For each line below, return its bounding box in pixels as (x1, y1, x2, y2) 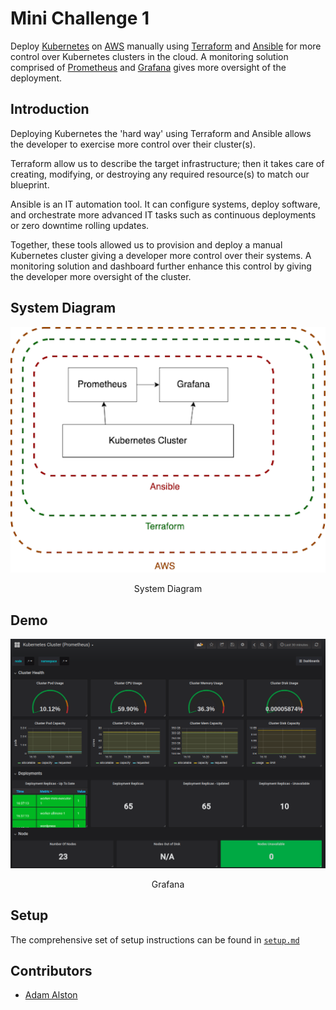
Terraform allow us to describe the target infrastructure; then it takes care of (10, 157, 325, 169)
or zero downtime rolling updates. (10, 219, 150, 231)
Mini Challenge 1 (10, 7, 150, 30)
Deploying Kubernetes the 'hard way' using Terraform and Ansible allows (10, 127, 312, 139)
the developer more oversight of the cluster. (10, 270, 192, 282)
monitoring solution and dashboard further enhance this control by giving (10, 260, 312, 272)
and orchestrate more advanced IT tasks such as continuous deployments (10, 208, 317, 221)
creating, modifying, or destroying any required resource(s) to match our (10, 168, 310, 180)
